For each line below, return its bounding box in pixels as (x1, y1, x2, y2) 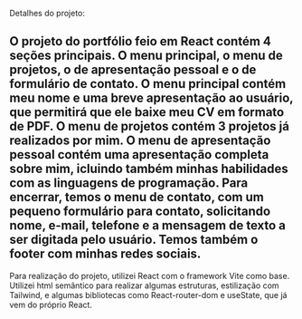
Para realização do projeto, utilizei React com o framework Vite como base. (9, 270, 290, 281)
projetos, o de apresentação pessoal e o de (9, 63, 257, 78)
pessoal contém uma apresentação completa (9, 147, 269, 162)
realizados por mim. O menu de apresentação (9, 133, 271, 149)
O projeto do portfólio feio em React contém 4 (9, 34, 271, 49)
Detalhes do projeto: (9, 8, 86, 18)
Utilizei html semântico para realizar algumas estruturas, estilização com (9, 280, 279, 291)
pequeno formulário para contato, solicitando (9, 204, 271, 219)
